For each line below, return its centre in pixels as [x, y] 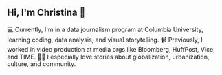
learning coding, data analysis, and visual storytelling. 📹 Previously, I [105, 40]
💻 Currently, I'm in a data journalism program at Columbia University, [106, 29]
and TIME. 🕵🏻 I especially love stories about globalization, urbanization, [108, 57]
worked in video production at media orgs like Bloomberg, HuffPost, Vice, [111, 49]
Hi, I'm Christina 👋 [46, 13]
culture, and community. [42, 64]
